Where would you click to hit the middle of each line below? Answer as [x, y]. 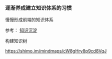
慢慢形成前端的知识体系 [29, 20]
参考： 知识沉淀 [21, 30]
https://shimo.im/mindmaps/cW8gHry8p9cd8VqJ [56, 51]
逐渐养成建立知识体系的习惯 [38, 7]
